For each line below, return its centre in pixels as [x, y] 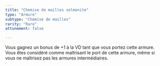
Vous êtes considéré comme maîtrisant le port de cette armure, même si [80, 53]
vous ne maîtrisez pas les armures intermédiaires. [57, 58]
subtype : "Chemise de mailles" [38, 19]
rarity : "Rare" [21, 24]
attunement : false [24, 29]
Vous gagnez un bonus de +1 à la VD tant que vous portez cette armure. [80, 47]
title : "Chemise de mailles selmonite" [47, 10]
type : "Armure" [21, 15]
